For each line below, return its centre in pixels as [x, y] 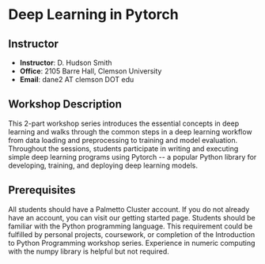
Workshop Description [65, 104]
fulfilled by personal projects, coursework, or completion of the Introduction [132, 234]
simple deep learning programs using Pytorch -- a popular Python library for [132, 157]
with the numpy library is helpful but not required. [89, 251]
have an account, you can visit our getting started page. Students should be [132, 217]
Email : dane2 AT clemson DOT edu [77, 79]
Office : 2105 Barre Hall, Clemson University [91, 71]
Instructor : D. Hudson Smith [66, 62]
